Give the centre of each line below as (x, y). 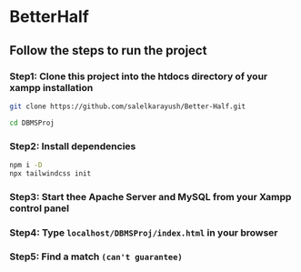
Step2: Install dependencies (73, 146)
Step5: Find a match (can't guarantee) (96, 257)
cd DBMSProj (32, 123)
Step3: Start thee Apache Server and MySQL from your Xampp (150, 196)
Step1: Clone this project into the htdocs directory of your (139, 76)
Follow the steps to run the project (108, 50)
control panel (40, 208)
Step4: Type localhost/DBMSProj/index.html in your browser (144, 232)
